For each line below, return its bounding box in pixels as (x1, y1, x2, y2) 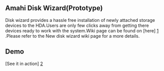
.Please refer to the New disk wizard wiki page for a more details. (5, 33, 140, 39)
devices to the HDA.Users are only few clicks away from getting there (5, 22, 149, 28)
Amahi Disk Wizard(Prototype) (5, 4, 103, 12)
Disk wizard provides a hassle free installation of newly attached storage (5, 17, 155, 23)
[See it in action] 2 (5, 61, 43, 67)
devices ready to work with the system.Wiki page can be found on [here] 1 (5, 27, 159, 34)
